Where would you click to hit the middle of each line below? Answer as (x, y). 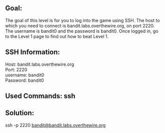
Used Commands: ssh (40, 96)
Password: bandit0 (25, 80)
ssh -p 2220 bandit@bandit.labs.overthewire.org (56, 125)
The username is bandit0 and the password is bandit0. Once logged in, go (82, 31)
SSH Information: (33, 52)
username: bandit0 (25, 75)
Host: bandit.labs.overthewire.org (40, 64)
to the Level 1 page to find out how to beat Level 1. (57, 36)
